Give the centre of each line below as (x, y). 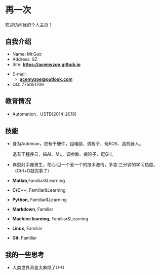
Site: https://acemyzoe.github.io (46, 64)
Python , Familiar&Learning (40, 200)
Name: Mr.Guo (27, 54)
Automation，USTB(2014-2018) (44, 114)
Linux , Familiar (27, 228)
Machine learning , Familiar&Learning (50, 219)
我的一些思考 (25, 255)
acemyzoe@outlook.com (46, 79)
